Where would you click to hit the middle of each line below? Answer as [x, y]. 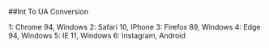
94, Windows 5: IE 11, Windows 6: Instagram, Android [97, 36]
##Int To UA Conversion [49, 12]
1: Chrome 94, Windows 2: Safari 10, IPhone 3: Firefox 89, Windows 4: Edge [134, 27]
